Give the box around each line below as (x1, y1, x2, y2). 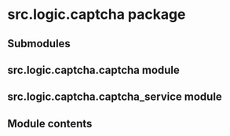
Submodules (7, 37, 71, 50)
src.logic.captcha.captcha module (7, 63, 180, 76)
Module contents (7, 116, 93, 130)
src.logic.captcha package (7, 6, 186, 24)
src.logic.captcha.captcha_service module (7, 90, 223, 104)
